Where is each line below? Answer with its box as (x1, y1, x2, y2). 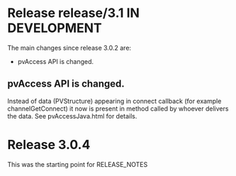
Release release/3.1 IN (7, 5, 140, 21)
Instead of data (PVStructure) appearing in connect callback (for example (7, 97, 222, 105)
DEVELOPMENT (7, 20, 103, 36)
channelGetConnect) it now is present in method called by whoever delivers (7, 104, 229, 113)
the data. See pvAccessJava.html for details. (7, 111, 137, 120)
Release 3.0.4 (7, 136, 91, 153)
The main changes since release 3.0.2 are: (7, 43, 132, 52)
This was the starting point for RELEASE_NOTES (7, 160, 148, 168)
